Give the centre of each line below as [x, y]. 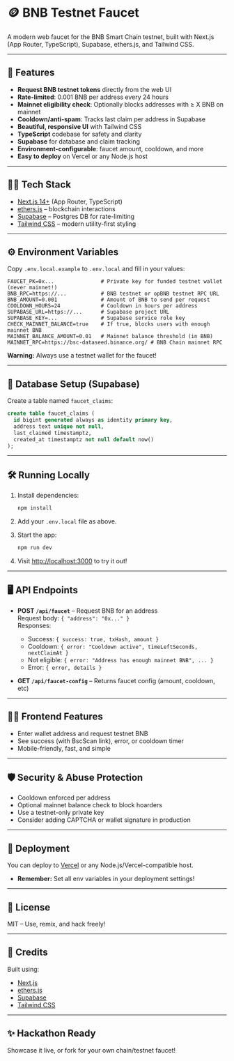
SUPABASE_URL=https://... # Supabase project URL [88, 312]
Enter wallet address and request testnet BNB [83, 733]
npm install [34, 508]
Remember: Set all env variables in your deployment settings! [106, 879]
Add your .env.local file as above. [67, 521]
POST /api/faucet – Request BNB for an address [87, 611]
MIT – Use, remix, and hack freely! [56, 924]
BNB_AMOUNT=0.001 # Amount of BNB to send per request [109, 300]
